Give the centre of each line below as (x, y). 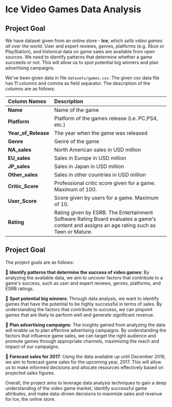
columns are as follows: (30, 89)
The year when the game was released (101, 133)
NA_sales (20, 150)
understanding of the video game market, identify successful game (76, 388)
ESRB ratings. (20, 289)
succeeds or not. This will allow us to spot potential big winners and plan (82, 62)
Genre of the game (77, 141)
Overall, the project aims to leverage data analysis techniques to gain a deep (86, 382)
